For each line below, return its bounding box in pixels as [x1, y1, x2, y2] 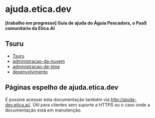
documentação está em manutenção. [5, 107, 82, 113]
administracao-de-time [12, 63, 60, 69]
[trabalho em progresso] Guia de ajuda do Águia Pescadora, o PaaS [5, 20, 147, 26]
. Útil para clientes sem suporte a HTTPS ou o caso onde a [29, 102, 151, 108]
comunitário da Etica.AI [5, 25, 55, 31]
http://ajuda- [110, 96, 137, 103]
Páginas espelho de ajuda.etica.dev [5, 83, 119, 92]
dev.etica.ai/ [5, 102, 30, 108]
